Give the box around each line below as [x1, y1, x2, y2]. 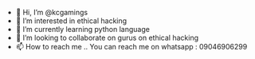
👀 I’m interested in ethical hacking [15, 16, 127, 26]
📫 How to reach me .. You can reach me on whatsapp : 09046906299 [15, 42, 248, 51]
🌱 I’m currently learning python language [15, 25, 150, 33]
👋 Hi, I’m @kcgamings [15, 8, 88, 17]
